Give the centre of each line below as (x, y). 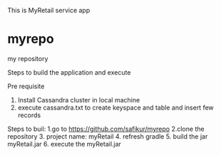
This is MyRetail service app (49, 10)
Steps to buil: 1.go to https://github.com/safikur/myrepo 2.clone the (106, 129)
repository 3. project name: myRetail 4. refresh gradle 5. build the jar (108, 136)
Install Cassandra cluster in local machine (79, 100)
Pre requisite (26, 86)
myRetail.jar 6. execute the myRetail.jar (64, 144)
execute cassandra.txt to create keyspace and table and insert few (115, 107)
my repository (28, 58)
